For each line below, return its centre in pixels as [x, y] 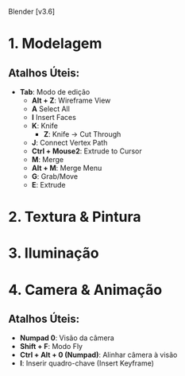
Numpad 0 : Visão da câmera [67, 338]
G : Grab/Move [54, 176]
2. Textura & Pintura [75, 217]
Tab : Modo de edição [55, 92]
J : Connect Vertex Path [69, 143]
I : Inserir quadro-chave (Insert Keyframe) [87, 363]
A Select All [50, 109]
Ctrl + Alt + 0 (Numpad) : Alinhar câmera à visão [98, 355]
